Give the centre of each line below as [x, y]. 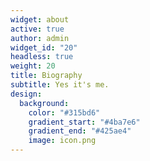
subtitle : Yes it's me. [60, 85]
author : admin [40, 38]
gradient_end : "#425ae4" [80, 131]
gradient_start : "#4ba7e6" [84, 122]
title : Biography [46, 76]
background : [44, 103]
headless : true [42, 57]
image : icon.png [62, 141]
